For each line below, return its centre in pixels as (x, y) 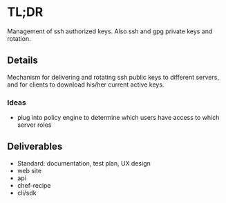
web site (29, 170)
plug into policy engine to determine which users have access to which (118, 118)
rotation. (19, 38)
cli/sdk (27, 193)
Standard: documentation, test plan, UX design (84, 163)
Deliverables (35, 147)
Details (22, 61)
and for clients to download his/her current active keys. (86, 85)
